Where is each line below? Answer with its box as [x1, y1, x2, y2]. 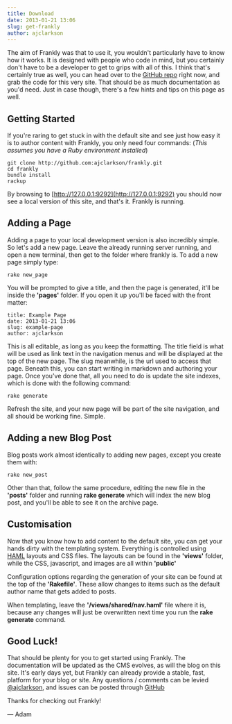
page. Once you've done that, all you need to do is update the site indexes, [7, 371, 221, 380]
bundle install [7, 171, 51, 179]
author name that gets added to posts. [7, 587, 116, 596]
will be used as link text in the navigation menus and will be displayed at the [7, 349, 223, 357]
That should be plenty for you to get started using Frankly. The [7, 654, 186, 662]
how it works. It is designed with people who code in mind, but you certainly [7, 56, 224, 65]
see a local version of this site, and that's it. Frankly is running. [7, 197, 186, 205]
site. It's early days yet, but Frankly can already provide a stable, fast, [7, 668, 206, 677]
